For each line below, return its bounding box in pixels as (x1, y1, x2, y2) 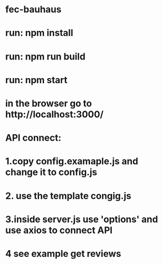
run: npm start (5, 74, 68, 86)
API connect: (5, 132, 61, 144)
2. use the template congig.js (5, 190, 131, 201)
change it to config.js (5, 166, 98, 178)
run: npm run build (5, 50, 86, 62)
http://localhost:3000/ (5, 108, 104, 120)
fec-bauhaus (5, 4, 62, 15)
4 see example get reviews (5, 248, 122, 259)
